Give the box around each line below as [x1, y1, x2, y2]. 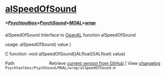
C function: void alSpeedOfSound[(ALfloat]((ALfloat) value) [5, 51, 126, 57]
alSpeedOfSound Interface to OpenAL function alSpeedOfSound [5, 32, 136, 38]
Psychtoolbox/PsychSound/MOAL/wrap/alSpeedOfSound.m [5, 66, 116, 71]
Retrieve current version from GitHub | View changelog [49, 60, 161, 66]
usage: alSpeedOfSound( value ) [5, 41, 71, 47]
